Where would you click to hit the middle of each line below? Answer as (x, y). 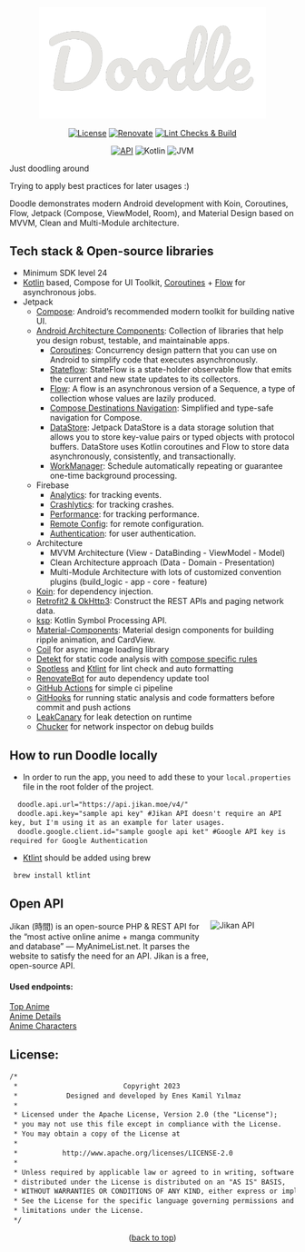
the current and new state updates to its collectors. (145, 379)
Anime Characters (43, 1026)
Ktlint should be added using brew (87, 858)
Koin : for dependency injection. (95, 591)
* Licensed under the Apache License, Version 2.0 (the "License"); (146, 1115)
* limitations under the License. (79, 1211)
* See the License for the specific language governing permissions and (154, 1201)
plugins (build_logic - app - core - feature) (128, 582)
